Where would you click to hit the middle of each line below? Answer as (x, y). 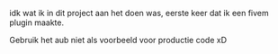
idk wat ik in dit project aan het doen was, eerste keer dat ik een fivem (139, 13)
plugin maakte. (37, 22)
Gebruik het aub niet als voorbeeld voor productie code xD (118, 40)
